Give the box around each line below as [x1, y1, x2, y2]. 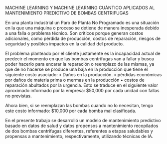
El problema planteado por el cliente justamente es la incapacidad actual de [5, 50, 161, 56]
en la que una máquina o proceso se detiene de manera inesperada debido [5, 25, 160, 31]
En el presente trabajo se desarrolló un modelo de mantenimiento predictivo [5, 118, 161, 123]
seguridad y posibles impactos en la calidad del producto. [5, 41, 124, 47]
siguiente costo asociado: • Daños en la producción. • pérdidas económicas [5, 72, 162, 77]
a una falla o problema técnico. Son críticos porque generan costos [5, 30, 144, 36]
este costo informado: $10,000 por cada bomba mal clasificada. [5, 108, 137, 114]
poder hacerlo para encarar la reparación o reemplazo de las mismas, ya [5, 61, 155, 67]
